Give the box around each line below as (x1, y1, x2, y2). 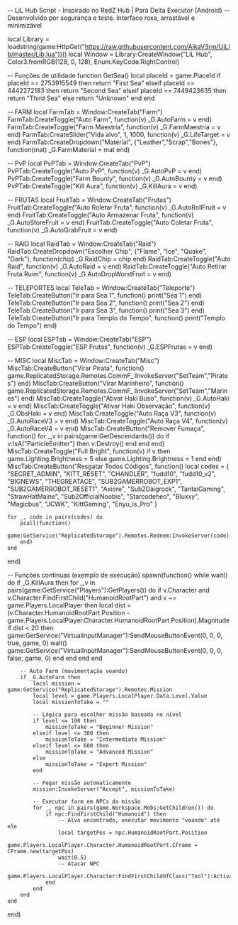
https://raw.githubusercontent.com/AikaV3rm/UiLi (84, 43, 230, 50)
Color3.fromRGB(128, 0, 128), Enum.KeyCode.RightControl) (7, 58, 180, 66)
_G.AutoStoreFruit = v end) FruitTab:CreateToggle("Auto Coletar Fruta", (7, 218, 214, 227)
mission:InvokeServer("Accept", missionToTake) (33, 786, 176, 793)
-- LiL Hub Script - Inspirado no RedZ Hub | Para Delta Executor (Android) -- (7, 6, 230, 14)
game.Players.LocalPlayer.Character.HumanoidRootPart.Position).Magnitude (7, 616, 230, 624)
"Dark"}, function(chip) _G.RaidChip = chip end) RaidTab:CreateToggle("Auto (7, 255, 232, 263)
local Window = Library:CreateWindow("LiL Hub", (68, 50, 212, 58)
